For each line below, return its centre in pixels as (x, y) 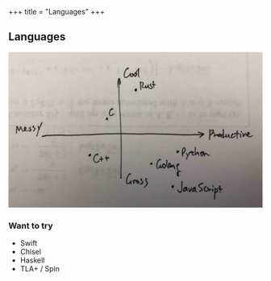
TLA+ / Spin (40, 269)
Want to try (31, 225)
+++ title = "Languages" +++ (56, 12)
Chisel (31, 252)
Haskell (32, 260)
